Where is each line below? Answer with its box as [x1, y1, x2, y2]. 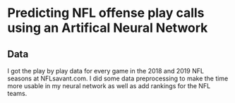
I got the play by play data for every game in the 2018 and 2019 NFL [7, 67, 205, 75]
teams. [7, 90, 28, 97]
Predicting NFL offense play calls [7, 5, 205, 21]
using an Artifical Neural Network [7, 20, 208, 36]
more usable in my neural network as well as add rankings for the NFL [7, 82, 211, 90]
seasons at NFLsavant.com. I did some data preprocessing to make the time [7, 74, 229, 83]
